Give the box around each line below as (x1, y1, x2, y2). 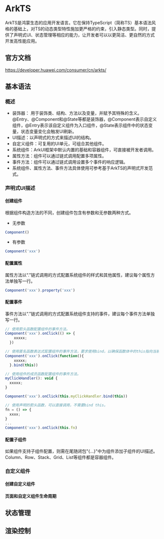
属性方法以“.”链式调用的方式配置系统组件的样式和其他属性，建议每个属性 (5, 272, 151, 278)
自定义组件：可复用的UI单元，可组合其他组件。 (12, 141, 106, 147)
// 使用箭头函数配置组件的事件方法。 (5, 326, 70, 331)
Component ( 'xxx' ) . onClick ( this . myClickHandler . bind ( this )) (5, 394, 128, 399)
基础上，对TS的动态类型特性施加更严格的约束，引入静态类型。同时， (13, 25, 152, 32)
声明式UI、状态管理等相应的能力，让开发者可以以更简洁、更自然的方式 (13, 32, 155, 38)
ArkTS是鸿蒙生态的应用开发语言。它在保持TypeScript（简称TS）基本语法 (5, 20, 152, 25)
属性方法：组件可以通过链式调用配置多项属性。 (12, 153, 106, 159)
